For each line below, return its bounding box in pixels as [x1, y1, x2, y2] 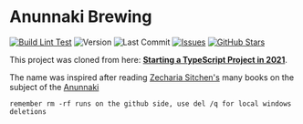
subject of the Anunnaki [9, 81, 99, 92]
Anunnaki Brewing [9, 6, 152, 27]
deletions [9, 107, 47, 116]
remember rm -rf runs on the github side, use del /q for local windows [9, 98, 292, 108]
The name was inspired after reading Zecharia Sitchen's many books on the [9, 71, 295, 83]
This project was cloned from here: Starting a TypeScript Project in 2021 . [9, 54, 287, 65]
